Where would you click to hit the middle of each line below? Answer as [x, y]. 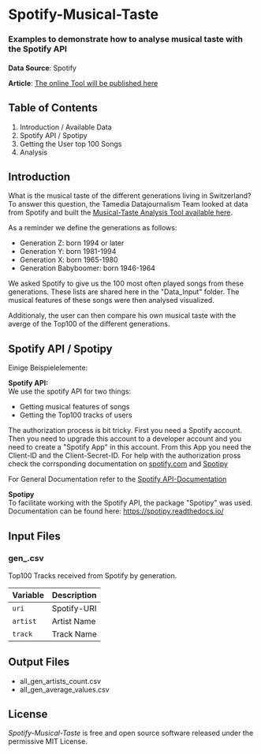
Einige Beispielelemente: [48, 368]
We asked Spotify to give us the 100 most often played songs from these [126, 284]
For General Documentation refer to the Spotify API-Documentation [117, 480]
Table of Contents [53, 108]
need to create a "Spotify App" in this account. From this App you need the [130, 447]
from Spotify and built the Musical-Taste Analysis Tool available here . [120, 213]
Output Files [39, 662]
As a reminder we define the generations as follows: [93, 228]
